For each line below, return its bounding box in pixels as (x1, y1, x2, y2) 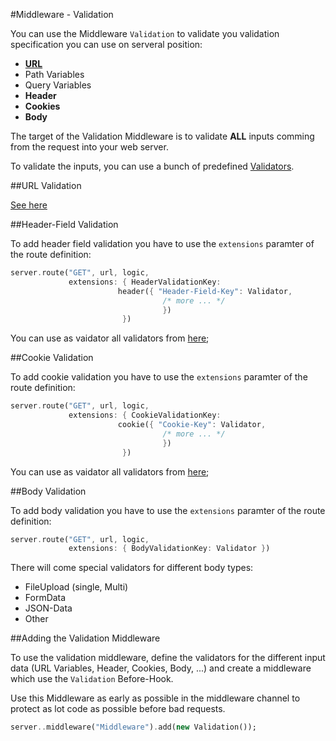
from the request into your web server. (10, 141, 169, 153)
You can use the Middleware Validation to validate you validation (10, 28, 280, 39)
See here (10, 199, 48, 211)
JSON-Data (24, 602, 73, 614)
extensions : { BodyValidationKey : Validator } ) (68, 544, 271, 554)
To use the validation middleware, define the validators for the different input (10, 652, 326, 664)
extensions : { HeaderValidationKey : (68, 277, 222, 287)
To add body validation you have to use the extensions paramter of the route (10, 504, 326, 516)
